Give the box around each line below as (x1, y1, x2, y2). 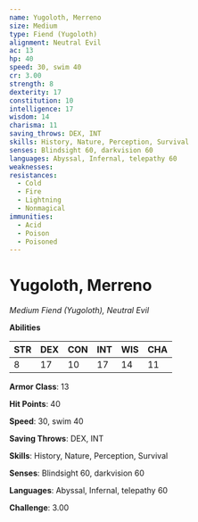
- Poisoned (17, 237, 58, 246)
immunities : (9, 211, 54, 221)
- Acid (17, 220, 42, 229)
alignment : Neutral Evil (9, 37, 102, 47)
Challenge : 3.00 (9, 502, 70, 513)
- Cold (17, 179, 42, 188)
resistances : (9, 170, 58, 179)
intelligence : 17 (9, 104, 74, 113)
